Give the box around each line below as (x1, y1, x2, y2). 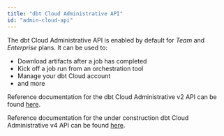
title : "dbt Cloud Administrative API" (7, 10, 124, 17)
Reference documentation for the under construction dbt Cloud (7, 113, 189, 122)
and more (17, 79, 45, 87)
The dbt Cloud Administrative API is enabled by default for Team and (7, 36, 205, 44)
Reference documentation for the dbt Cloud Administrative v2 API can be (7, 92, 218, 101)
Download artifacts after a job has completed (17, 56, 147, 65)
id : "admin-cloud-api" (7, 17, 73, 24)
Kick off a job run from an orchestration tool (17, 64, 144, 73)
